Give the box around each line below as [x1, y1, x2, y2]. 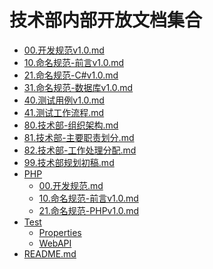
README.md [23, 247, 77, 260]
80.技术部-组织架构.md [23, 119, 119, 131]
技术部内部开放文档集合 [9, 9, 203, 32]
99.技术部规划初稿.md [23, 156, 115, 168]
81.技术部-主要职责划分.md [23, 131, 135, 143]
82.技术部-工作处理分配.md [23, 144, 137, 156]
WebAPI [38, 237, 72, 249]
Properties [38, 226, 82, 238]
